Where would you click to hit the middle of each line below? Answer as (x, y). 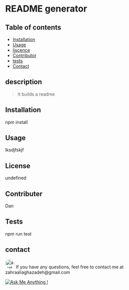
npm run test (18, 234)
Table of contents (33, 27)
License (18, 166)
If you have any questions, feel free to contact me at (70, 267)
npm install (17, 122)
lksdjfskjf (15, 150)
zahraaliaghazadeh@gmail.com (38, 272)
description (24, 82)
